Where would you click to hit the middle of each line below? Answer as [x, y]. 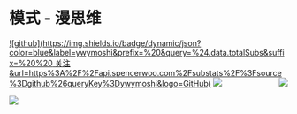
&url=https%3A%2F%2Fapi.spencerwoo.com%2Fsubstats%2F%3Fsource [146, 72]
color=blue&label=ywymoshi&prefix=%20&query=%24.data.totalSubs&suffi [147, 52]
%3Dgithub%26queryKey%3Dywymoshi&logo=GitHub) [110, 83]
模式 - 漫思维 [55, 18]
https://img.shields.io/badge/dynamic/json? [122, 43]
